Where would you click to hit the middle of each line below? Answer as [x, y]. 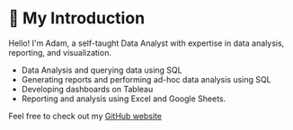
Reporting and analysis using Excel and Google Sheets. [124, 99]
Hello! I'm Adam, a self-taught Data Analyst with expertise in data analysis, [146, 43]
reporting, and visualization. [60, 52]
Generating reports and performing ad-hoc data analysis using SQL [146, 79]
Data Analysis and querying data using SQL [102, 70]
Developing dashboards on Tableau [87, 89]
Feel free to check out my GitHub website [85, 116]
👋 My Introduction [77, 18]
